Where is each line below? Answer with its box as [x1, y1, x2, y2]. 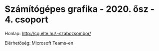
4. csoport [4, 14, 48, 25]
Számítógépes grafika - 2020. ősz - [4, 3, 155, 15]
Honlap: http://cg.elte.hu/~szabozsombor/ [4, 30, 91, 36]
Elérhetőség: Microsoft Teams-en [4, 40, 73, 46]
